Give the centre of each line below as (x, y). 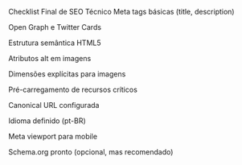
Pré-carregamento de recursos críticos (73, 89)
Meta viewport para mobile (53, 136)
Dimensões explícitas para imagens (67, 74)
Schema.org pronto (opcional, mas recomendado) (91, 152)
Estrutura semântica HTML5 (55, 43)
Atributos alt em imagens (50, 58)
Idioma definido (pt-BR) (47, 121)
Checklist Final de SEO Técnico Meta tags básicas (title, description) (121, 12)
